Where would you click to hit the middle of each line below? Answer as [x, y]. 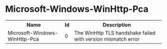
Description [117, 25]
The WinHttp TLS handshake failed [115, 33]
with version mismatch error [107, 39]
